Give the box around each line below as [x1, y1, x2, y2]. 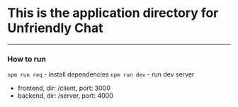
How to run [7, 54, 46, 64]
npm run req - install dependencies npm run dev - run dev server [7, 70, 195, 79]
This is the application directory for [7, 5, 219, 21]
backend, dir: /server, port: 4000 [17, 91, 113, 100]
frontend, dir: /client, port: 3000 [17, 84, 111, 93]
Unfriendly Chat [7, 20, 103, 36]
